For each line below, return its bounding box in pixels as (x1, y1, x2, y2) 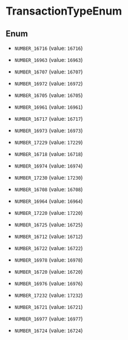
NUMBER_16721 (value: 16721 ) (14, 304, 83, 310)
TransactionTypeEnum (5, 4, 123, 18)
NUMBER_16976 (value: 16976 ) (14, 280, 83, 287)
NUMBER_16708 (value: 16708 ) (14, 186, 83, 192)
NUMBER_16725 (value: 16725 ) (14, 221, 83, 228)
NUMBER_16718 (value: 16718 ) (14, 151, 83, 157)
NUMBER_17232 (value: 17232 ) (14, 291, 83, 299)
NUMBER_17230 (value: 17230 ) (14, 174, 83, 181)
